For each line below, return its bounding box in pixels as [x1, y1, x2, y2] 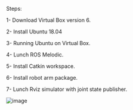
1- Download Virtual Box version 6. [6, 17, 91, 23]
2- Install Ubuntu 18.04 [6, 28, 63, 35]
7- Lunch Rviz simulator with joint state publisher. [6, 86, 128, 93]
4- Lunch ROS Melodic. [6, 51, 64, 58]
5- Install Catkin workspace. [6, 62, 76, 70]
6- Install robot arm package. [6, 74, 78, 81]
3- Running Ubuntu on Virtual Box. [6, 40, 91, 46]
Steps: [6, 5, 22, 12]
